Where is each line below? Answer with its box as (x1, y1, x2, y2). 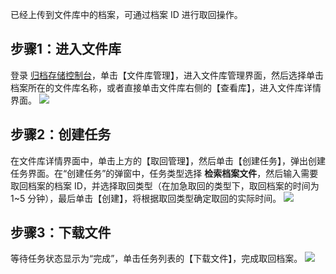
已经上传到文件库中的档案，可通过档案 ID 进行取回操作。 (10, 9, 243, 20)
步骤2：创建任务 (10, 126, 112, 143)
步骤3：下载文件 (10, 224, 112, 242)
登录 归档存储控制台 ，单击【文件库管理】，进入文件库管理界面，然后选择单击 (10, 69, 324, 81)
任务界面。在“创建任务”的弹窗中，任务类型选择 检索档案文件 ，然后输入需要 (10, 167, 319, 179)
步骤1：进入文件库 (10, 41, 122, 58)
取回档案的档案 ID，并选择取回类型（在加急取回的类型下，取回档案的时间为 (10, 179, 320, 192)
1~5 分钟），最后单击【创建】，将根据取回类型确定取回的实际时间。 (10, 192, 282, 204)
